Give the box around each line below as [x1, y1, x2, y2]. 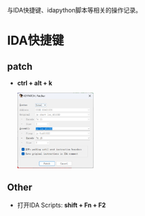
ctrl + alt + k [16, 79, 53, 87]
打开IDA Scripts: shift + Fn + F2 [16, 201, 107, 209]
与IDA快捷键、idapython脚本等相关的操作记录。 [7, 6, 142, 14]
